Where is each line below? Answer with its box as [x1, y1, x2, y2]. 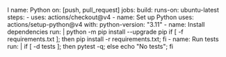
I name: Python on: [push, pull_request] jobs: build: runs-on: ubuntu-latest [7, 6, 219, 14]
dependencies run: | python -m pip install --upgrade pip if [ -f [7, 27, 184, 36]
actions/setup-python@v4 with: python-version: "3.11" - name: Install [7, 21, 205, 28]
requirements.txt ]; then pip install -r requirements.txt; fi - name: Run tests [7, 35, 219, 43]
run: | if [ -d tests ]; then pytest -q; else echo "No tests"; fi [7, 43, 174, 50]
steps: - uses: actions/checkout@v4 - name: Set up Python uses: [7, 13, 194, 21]
